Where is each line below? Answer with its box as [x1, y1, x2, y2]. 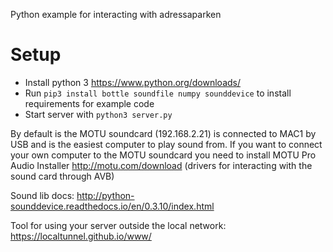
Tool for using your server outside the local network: [10, 219, 227, 231]
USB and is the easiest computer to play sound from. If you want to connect [10, 138, 323, 150]
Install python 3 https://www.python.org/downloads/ [24, 76, 241, 88]
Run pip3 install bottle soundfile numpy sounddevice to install [24, 87, 292, 99]
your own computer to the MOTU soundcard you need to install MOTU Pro [10, 149, 317, 161]
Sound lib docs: [10, 189, 75, 201]
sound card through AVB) [10, 170, 115, 182]
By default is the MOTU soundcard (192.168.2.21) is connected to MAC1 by [10, 127, 317, 139]
